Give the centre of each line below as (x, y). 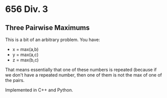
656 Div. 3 (27, 9)
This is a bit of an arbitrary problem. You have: (53, 39)
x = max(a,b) (25, 49)
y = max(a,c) (25, 54)
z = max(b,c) (25, 60)
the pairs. (15, 80)
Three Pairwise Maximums (47, 28)
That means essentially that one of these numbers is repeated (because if (81, 69)
